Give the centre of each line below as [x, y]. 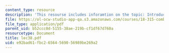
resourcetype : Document [30, 33]
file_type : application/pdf [35, 24]
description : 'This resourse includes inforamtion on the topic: [75, 15]
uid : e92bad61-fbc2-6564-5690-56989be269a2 [52, 43]
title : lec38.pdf [23, 38]
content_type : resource [30, 10]
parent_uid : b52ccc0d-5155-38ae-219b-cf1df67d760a [59, 29]
